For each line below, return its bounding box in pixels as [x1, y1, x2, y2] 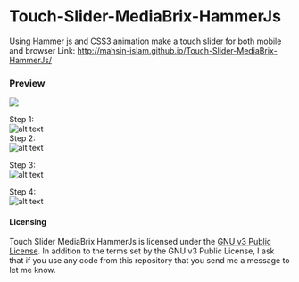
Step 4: [9, 187, 37, 197]
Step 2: [9, 133, 36, 144]
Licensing [9, 216, 47, 227]
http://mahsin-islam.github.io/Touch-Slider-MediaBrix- [77, 45, 278, 55]
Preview [9, 77, 46, 89]
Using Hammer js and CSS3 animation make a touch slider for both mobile [9, 36, 282, 46]
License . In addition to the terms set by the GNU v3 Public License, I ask [9, 245, 275, 256]
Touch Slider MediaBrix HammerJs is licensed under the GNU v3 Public [9, 236, 272, 247]
